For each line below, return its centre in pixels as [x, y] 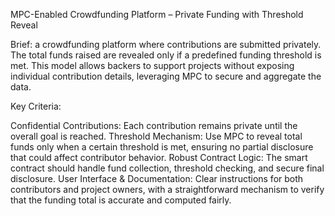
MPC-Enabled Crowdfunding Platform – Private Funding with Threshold [157, 14]
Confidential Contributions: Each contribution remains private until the [154, 125]
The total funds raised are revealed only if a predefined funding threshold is [166, 55]
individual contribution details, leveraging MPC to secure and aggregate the [166, 76]
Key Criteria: [36, 106]
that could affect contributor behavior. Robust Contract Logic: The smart [159, 157]
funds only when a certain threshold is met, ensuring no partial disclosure [162, 147]
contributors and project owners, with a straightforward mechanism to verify [167, 189]
